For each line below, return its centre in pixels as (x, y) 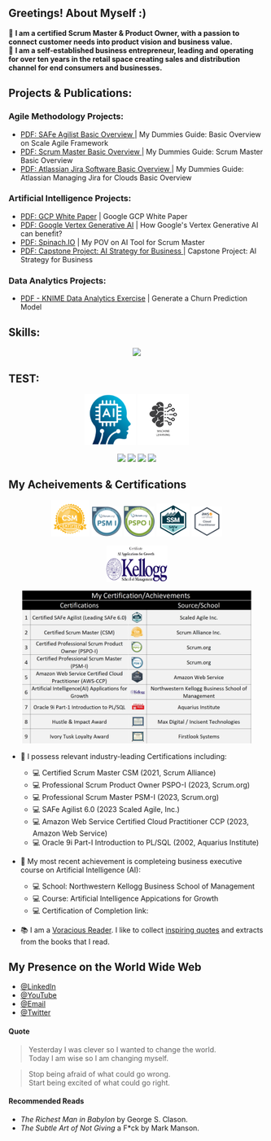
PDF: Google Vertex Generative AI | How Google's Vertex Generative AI (139, 225)
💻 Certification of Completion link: (90, 911)
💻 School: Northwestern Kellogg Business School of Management (143, 886)
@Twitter (35, 1012)
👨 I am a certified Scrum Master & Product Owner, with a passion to (124, 33)
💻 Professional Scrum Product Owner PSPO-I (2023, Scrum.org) (141, 784)
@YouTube (38, 995)
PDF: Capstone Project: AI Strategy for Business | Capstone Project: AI (138, 251)
